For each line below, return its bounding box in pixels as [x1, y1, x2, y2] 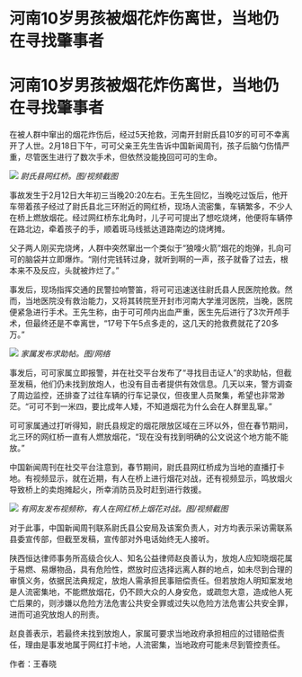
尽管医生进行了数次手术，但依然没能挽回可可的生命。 [24, 152, 222, 163]
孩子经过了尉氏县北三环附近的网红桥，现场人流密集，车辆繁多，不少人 [32, 201, 293, 212]
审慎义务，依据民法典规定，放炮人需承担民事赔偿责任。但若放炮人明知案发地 [9, 575, 293, 586]
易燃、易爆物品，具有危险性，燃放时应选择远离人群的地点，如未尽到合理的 [16, 564, 293, 575]
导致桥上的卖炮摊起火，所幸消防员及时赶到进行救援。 [9, 485, 207, 495]
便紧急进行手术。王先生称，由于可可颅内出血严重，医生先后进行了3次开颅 [9, 307, 282, 317]
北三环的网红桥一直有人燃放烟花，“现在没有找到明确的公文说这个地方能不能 [9, 432, 289, 442]
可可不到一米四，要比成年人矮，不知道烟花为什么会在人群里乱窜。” [28, 401, 272, 412]
